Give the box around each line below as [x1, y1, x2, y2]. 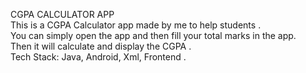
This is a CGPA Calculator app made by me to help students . [10, 19, 262, 31]
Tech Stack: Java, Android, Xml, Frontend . [10, 51, 187, 63]
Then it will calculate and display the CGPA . [10, 40, 192, 52]
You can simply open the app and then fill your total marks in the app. [10, 30, 297, 41]
